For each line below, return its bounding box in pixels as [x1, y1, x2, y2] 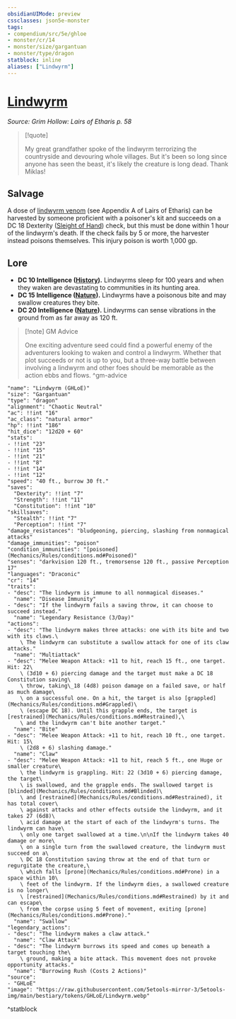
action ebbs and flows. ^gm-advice [24, 371, 127, 380]
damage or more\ [7, 838, 55, 845]
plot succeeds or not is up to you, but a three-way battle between [24, 356, 216, 365]
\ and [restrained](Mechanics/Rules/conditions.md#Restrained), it [20, 794, 223, 801]
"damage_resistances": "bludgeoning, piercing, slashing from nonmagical [7, 527, 230, 535]
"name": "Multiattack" [13, 651, 81, 659]
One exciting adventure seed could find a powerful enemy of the [24, 341, 213, 349]
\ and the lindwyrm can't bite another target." [20, 720, 166, 727]
